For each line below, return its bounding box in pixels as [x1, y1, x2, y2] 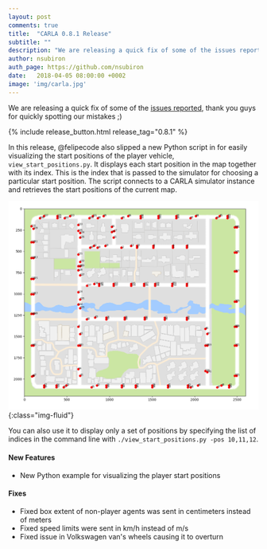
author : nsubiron [8, 55, 66, 63]
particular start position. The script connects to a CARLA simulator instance [8, 176, 255, 186]
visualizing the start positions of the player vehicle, [8, 151, 175, 160]
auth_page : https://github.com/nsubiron [8, 64, 145, 72]
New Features [8, 453, 56, 462]
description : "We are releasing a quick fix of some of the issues [8, 46, 237, 55]
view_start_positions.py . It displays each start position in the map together [8, 159, 257, 169]
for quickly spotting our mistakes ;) [8, 112, 122, 121]
